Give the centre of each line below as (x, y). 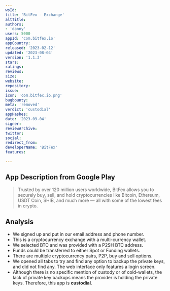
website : (14, 81)
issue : (12, 90)
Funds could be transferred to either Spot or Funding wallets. (76, 250)
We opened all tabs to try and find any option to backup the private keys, (89, 261)
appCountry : (18, 43)
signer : (13, 124)
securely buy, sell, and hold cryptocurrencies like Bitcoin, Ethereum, (89, 195)
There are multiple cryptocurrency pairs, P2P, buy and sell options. (83, 256)
